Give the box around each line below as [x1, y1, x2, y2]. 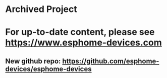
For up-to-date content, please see [5, 26, 155, 38]
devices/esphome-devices [5, 64, 92, 73]
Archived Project [5, 3, 77, 15]
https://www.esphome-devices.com [5, 37, 162, 48]
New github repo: [5, 56, 61, 65]
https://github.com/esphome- [62, 56, 159, 65]
